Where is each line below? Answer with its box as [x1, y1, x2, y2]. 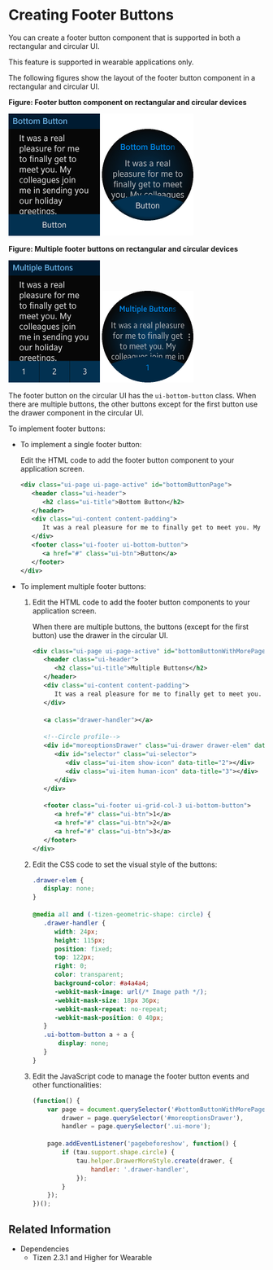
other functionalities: [32, 1079, 102, 1089]
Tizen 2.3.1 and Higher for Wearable [32, 1253, 153, 1262]
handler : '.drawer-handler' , [90, 1165, 189, 1174]
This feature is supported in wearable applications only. [8, 57, 194, 67]
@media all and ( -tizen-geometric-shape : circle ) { [32, 911, 211, 919]
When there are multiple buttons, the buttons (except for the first [32, 622, 249, 631]
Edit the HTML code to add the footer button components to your [32, 597, 250, 607]
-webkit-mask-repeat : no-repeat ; [54, 1004, 168, 1013]
